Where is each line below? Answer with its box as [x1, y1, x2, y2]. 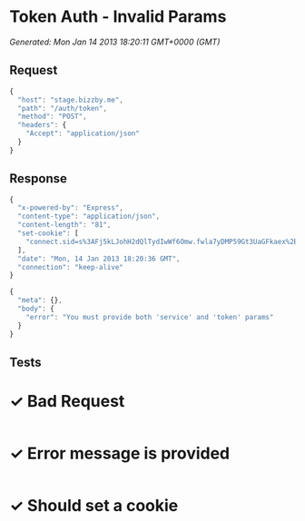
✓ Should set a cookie [9, 496, 179, 516]
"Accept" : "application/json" [25, 129, 141, 138]
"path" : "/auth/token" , [17, 103, 107, 113]
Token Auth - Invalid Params [9, 6, 227, 27]
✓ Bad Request [9, 391, 125, 412]
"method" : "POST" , [17, 112, 88, 122]
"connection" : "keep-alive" [17, 262, 124, 271]
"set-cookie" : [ [17, 229, 79, 238]
